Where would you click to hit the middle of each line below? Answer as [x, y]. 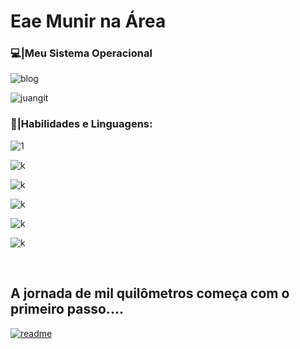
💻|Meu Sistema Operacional [81, 53]
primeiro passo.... [67, 309]
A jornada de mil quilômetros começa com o [150, 293]
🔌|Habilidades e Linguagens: [81, 124]
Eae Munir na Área [88, 21]
